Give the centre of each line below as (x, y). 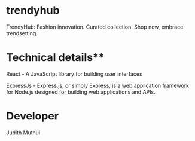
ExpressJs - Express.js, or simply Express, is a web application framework (98, 85)
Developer (32, 116)
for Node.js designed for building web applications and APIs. (81, 92)
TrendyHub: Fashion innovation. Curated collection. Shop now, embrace (95, 27)
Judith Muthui (23, 133)
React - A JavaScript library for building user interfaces (74, 74)
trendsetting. (22, 33)
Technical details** (55, 58)
